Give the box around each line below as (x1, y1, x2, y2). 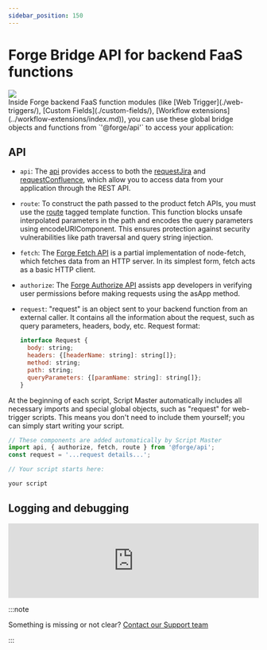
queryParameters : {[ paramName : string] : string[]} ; (27, 373, 202, 382)
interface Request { (19, 337, 88, 344)
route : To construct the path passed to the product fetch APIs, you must (19, 199, 257, 208)
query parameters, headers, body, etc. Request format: (19, 321, 200, 331)
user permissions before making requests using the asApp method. (19, 289, 241, 298)
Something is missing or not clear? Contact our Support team (8, 620, 209, 629)
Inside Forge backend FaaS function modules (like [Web (8, 97, 192, 107)
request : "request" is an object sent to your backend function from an (19, 304, 248, 314)
